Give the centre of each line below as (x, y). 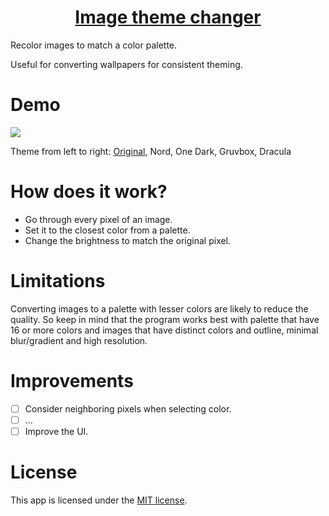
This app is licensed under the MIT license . (99, 500)
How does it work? (89, 192)
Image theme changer (168, 17)
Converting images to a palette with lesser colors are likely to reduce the (159, 308)
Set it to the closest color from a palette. (107, 230)
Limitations (58, 281)
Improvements (72, 380)
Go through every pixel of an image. (98, 219)
